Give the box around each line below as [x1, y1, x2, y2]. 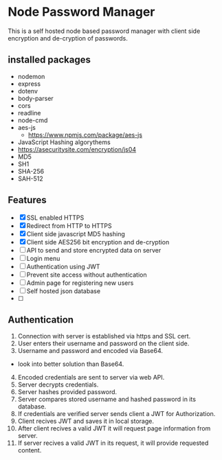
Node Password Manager [8, 4, 155, 20]
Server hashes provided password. [17, 388, 118, 396]
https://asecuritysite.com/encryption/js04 [17, 145, 137, 153]
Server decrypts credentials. [17, 380, 99, 389]
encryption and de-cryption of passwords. [8, 34, 128, 42]
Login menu [26, 254, 60, 262]
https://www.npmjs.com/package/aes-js [27, 130, 143, 139]
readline [17, 108, 41, 117]
